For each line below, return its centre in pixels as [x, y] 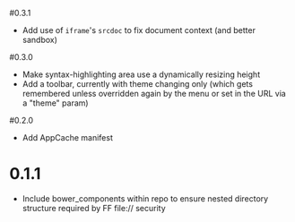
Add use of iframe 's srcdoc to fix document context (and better [139, 30]
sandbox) [40, 40]
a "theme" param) [55, 103]
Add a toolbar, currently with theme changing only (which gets [138, 84]
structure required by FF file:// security [94, 208]
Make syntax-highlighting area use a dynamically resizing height [141, 74]
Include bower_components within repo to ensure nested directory [145, 198]
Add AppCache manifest [68, 137]
